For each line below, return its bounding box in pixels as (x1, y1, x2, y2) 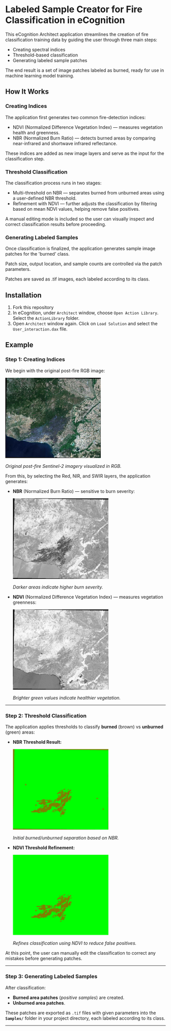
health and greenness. (12, 129, 60, 135)
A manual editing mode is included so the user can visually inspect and (5, 215, 154, 222)
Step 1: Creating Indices (5, 356, 65, 363)
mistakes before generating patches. (5, 956, 82, 962)
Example (5, 341, 34, 349)
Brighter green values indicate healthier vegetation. (12, 695, 121, 701)
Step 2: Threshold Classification (5, 712, 87, 719)
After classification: (5, 984, 46, 991)
